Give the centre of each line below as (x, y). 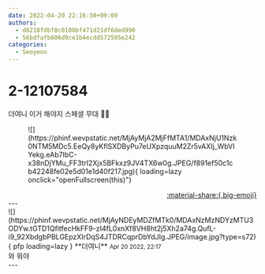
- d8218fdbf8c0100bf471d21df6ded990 (75, 30)
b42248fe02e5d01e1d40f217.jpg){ (83, 171)
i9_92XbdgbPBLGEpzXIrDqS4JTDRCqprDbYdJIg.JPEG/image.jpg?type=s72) (132, 236)
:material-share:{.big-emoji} (212, 194)
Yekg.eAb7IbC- (52, 154)
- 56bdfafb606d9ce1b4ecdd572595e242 (75, 37)
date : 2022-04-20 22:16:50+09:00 (63, 15)
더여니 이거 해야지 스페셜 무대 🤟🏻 (59, 113)
